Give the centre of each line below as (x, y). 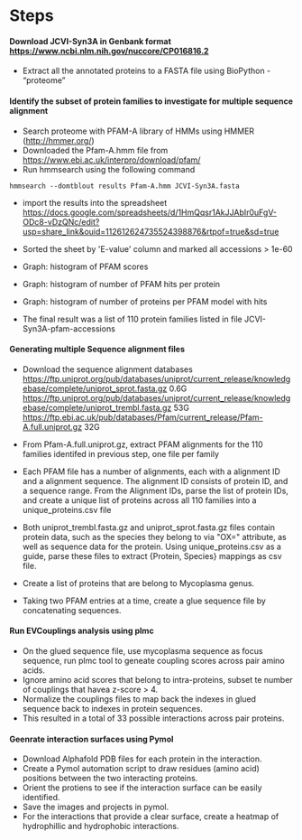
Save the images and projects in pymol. (96, 807)
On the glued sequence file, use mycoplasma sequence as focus (142, 651)
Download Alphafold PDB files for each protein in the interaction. (142, 759)
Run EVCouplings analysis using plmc (82, 631)
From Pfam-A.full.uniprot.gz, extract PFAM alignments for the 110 (142, 444)
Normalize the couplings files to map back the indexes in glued (139, 699)
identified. (41, 798)
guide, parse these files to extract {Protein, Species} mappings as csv (152, 555)
